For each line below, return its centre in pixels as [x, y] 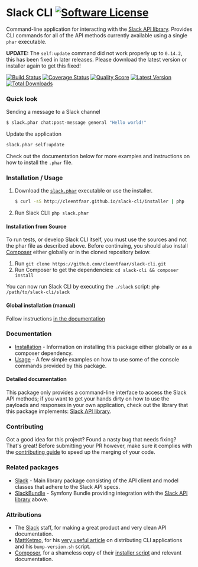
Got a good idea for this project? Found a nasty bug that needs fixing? [91, 440]
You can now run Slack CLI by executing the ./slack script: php [83, 287]
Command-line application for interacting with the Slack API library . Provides [99, 29]
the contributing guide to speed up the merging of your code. [81, 452]
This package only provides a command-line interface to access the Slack [96, 393]
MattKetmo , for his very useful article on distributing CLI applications [98, 540]
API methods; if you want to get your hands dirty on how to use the [88, 399]
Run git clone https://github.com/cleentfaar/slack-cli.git [90, 264]
